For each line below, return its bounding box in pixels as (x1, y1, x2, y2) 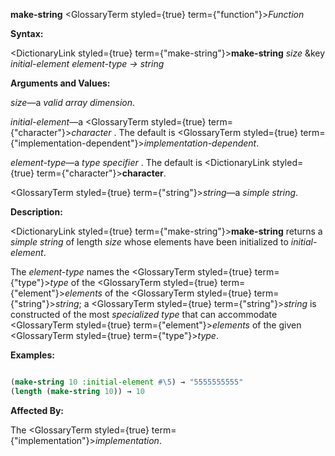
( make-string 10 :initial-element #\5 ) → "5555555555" (10, 377, 244, 387)
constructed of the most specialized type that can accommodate (10, 309, 278, 320)
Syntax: (10, 28, 44, 39)
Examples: (10, 349, 55, 361)
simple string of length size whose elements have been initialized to (10, 236, 289, 248)
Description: (10, 206, 63, 218)
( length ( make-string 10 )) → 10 (10, 386, 145, 396)
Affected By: (10, 404, 65, 416)
